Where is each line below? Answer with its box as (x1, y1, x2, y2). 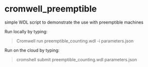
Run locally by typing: (4, 28, 48, 34)
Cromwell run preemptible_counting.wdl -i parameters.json (16, 38, 134, 44)
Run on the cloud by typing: (4, 47, 60, 53)
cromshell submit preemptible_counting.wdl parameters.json (16, 56, 137, 62)
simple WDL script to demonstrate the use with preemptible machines (4, 19, 144, 25)
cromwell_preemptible (4, 3, 97, 14)
